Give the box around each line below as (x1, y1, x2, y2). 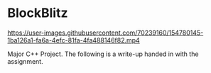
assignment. (7, 57, 44, 65)
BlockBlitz (7, 5, 68, 21)
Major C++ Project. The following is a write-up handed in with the (7, 50, 199, 58)
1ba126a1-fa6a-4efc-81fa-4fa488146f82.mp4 (7, 35, 140, 44)
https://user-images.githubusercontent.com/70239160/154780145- (7, 28, 204, 37)
